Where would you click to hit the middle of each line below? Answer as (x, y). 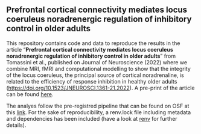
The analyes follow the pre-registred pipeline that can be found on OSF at (98, 106)
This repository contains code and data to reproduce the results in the (93, 43)
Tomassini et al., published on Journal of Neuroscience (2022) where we (97, 62)
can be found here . (30, 94)
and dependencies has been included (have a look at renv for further (92, 118)
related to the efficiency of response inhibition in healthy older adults (92, 81)
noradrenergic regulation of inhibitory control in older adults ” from (91, 56)
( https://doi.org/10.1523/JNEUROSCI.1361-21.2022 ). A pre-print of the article (101, 88)
